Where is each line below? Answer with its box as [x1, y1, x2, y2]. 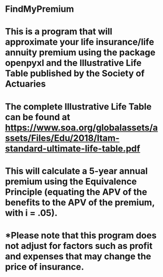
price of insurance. [5, 261, 84, 272]
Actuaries [5, 78, 46, 90]
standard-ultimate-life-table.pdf [5, 143, 140, 154]
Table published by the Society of [5, 68, 145, 79]
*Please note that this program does [5, 230, 157, 241]
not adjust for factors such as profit [5, 240, 153, 251]
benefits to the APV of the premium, [5, 197, 155, 208]
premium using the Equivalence [5, 176, 137, 187]
